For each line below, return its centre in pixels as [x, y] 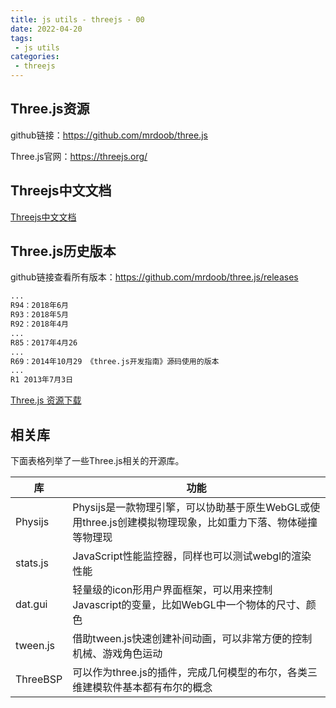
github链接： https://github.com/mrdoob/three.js [109, 135]
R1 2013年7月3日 [42, 380]
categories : [35, 57]
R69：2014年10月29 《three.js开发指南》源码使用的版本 [115, 361]
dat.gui [31, 604]
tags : [21, 38]
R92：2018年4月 [39, 324]
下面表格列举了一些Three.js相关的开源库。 [97, 460]
